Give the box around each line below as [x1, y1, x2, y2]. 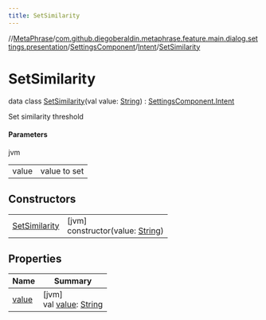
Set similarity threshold [8, 111, 84, 121]
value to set [40, 165, 84, 176]
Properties [8, 252, 62, 265]
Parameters [8, 130, 48, 139]
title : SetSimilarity [8, 11, 80, 20]
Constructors [8, 193, 76, 206]
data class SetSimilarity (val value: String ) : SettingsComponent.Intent [8, 96, 235, 106]
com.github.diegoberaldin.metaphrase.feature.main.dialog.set [55, 33, 259, 43]
